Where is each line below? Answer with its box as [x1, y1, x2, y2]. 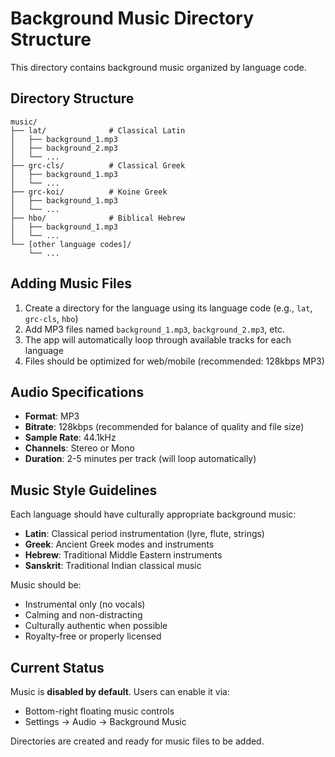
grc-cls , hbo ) [24, 312, 79, 324]
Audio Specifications [10, 383, 145, 401]
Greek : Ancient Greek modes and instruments [24, 538, 215, 551]
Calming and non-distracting [24, 609, 143, 621]
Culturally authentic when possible [24, 620, 168, 632]
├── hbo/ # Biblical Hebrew [10, 213, 186, 223]
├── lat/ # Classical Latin [10, 125, 186, 136]
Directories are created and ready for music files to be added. [10, 735, 265, 747]
